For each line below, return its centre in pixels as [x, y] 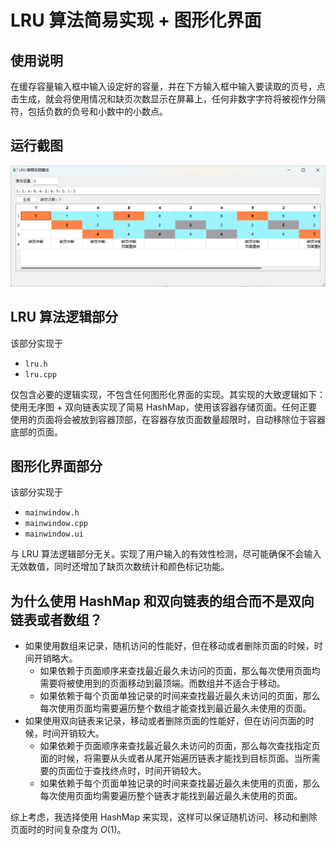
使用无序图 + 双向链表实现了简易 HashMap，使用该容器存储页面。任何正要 [164, 407]
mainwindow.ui [54, 534]
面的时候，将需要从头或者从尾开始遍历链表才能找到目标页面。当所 [175, 758]
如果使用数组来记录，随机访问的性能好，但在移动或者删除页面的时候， [169, 646]
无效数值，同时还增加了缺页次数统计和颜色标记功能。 [120, 567]
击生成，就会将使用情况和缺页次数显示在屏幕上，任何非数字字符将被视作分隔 [168, 99]
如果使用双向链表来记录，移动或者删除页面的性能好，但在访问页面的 [165, 721]
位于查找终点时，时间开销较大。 [140, 771]
